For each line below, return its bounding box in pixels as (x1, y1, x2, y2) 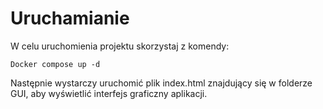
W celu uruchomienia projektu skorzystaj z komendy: (10, 40, 230, 52)
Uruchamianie (10, 7, 130, 30)
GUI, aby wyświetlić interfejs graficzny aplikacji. (10, 87, 208, 99)
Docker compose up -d (10, 59, 101, 69)
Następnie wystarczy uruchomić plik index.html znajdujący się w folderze (10, 77, 313, 89)
